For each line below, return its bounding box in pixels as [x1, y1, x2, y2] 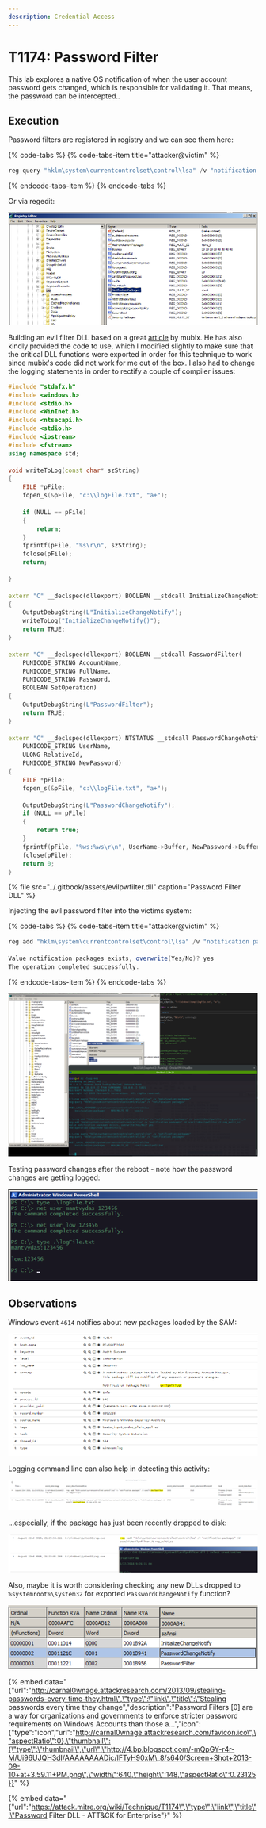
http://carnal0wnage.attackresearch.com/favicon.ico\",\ [74, 1728, 256, 1738]
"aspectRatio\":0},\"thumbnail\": [8, 1736, 111, 1745]
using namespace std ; [8, 449, 80, 458]
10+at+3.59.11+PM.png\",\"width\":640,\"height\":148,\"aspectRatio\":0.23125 [8, 1770, 256, 1780]
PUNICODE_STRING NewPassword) [22, 759, 123, 767]
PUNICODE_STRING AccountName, [22, 659, 123, 666]
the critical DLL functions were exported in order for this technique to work [8, 349, 253, 359]
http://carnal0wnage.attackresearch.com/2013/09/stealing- [31, 1686, 226, 1696]
